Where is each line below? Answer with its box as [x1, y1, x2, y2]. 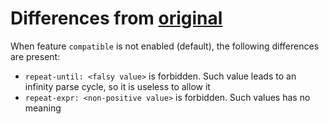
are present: [10, 50, 61, 62]
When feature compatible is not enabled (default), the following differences [10, 40, 320, 52]
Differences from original [10, 7, 223, 30]
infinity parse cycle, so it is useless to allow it [24, 80, 211, 92]
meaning [24, 102, 62, 114]
